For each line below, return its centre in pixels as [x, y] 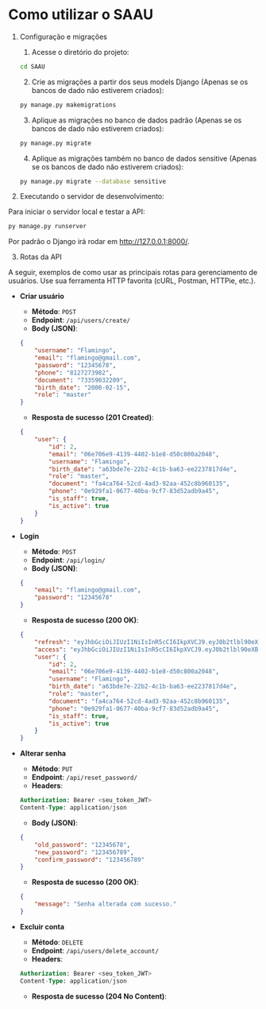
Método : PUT [52, 769]
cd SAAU [32, 66]
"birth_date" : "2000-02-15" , [83, 387]
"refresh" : [52, 642]
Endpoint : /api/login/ [68, 560]
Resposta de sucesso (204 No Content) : [99, 996]
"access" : [50, 650]
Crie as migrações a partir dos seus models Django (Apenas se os [140, 82]
